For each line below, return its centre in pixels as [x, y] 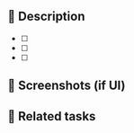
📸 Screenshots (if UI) [67, 86]
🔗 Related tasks [52, 116]
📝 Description [46, 17]
